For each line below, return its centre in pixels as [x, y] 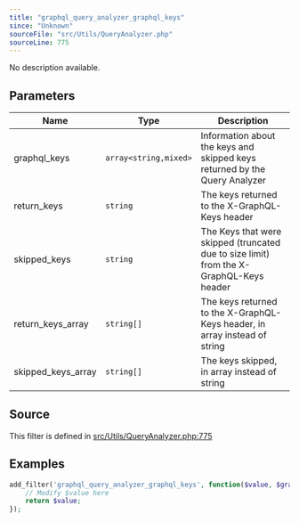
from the [218, 265]
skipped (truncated [241, 243]
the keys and [228, 147]
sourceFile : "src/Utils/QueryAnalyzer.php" [91, 34]
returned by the [233, 169]
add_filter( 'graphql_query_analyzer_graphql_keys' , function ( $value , [141, 485]
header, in [245, 324]
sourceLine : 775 [39, 42]
